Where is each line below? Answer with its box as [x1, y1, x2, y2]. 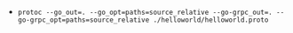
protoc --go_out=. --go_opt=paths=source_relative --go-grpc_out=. [17, 8, 273, 16]
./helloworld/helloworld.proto [153, 16, 269, 24]
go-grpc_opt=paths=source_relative [17, 16, 150, 24]
